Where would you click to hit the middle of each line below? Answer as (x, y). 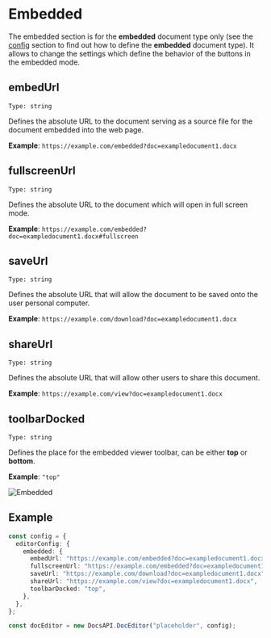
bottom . (22, 461)
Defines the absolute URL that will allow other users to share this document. (134, 378)
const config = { (38, 536)
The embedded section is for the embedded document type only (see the (131, 36)
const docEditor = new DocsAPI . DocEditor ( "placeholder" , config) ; (122, 626)
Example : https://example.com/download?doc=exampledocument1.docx (123, 319)
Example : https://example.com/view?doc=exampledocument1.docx (116, 393)
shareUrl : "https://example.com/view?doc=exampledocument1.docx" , (144, 581)
